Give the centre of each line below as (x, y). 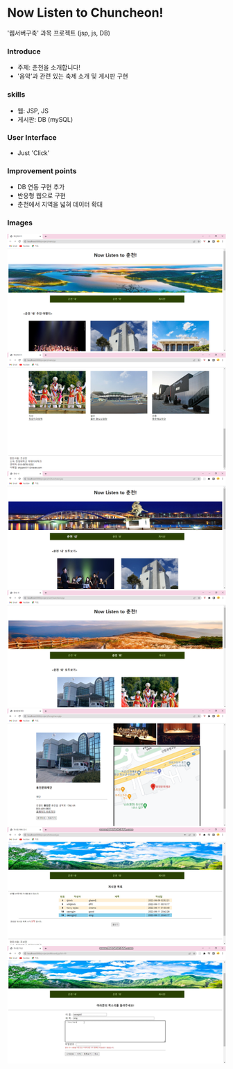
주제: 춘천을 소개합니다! (49, 67)
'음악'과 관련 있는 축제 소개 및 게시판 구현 (72, 76)
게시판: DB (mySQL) (45, 119)
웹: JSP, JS (33, 111)
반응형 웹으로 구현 (41, 195)
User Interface (32, 138)
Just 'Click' (33, 153)
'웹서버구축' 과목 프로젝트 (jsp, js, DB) (59, 33)
